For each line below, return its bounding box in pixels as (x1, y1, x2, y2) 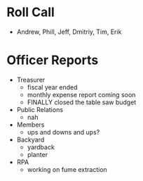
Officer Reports (6, 52, 99, 68)
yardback (27, 142, 55, 151)
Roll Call (6, 4, 55, 20)
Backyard (16, 135, 45, 144)
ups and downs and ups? (27, 127, 100, 136)
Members (16, 120, 45, 129)
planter (27, 150, 48, 158)
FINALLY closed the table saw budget (27, 98, 137, 106)
